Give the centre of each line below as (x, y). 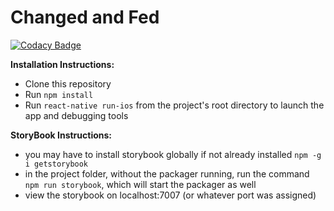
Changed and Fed (85, 17)
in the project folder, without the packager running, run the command (167, 173)
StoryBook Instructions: (61, 135)
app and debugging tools (76, 115)
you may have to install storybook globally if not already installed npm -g (173, 154)
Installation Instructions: (62, 64)
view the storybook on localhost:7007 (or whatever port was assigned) (170, 195)
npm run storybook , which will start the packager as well (140, 184)
